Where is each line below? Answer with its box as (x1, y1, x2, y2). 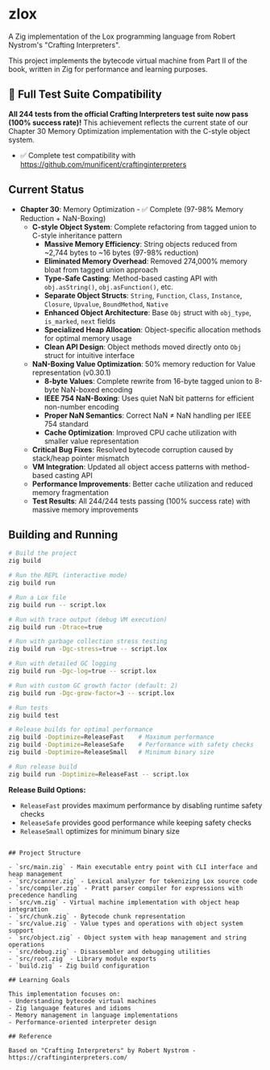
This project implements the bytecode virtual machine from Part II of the (8, 56, 247, 65)
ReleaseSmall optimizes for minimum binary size (19, 826, 180, 835)
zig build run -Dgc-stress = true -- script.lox (8, 645, 168, 653)
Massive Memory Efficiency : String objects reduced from (44, 239, 238, 248)
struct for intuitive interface (44, 350, 135, 360)
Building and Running (8, 527, 118, 541)
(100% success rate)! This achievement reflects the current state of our (8, 118, 248, 127)
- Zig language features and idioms (8, 1004, 131, 1012)
